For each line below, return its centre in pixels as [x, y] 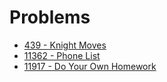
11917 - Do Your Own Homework [90, 66]
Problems [50, 17]
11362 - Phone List [62, 55]
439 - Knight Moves [65, 45]
